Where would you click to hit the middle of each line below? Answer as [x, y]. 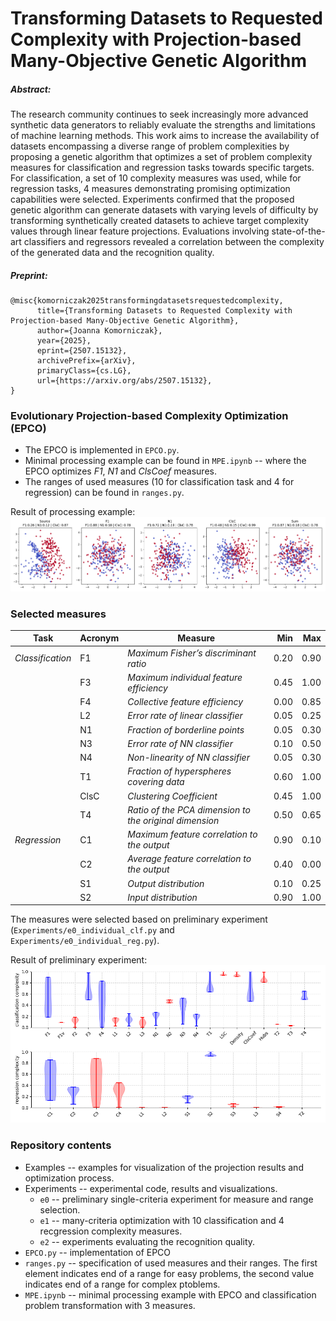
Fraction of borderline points [186, 729]
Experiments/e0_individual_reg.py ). [85, 941]
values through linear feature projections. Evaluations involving [140, 231]
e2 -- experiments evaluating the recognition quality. [147, 1241]
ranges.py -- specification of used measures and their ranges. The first [171, 1263]
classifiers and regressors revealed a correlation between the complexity [174, 242]
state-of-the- [298, 231]
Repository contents [61, 1145]
